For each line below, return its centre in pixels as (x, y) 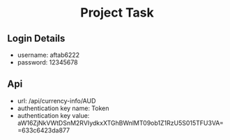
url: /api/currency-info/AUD (56, 100)
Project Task (117, 13)
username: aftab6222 (48, 55)
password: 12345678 (47, 62)
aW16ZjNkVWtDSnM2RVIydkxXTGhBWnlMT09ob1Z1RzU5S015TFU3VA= (121, 123)
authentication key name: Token (63, 108)
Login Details (36, 38)
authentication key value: (53, 115)
